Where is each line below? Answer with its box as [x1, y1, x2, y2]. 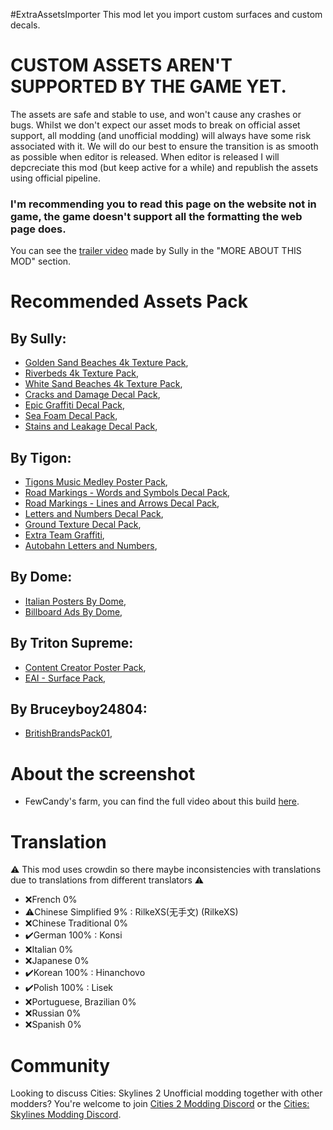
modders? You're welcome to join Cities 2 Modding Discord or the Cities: [10, 1098, 310, 1110]
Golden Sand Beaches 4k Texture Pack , [24, 357, 189, 369]
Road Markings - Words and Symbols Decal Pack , [24, 487, 231, 499]
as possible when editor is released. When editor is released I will [10, 150, 280, 163]
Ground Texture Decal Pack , [24, 519, 142, 531]
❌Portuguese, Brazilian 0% [24, 996, 137, 1008]
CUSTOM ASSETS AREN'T [10, 54, 233, 77]
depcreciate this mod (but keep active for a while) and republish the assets [10, 161, 319, 173]
